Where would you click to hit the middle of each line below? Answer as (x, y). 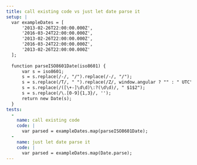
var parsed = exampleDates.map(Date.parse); (77, 153)
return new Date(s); (47, 98)
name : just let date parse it (54, 142)
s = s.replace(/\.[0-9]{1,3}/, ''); (66, 93)
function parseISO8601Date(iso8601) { (59, 66)
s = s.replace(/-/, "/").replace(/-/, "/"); (77, 77)
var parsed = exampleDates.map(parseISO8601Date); (85, 131)
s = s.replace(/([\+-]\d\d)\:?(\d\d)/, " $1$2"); (83, 88)
